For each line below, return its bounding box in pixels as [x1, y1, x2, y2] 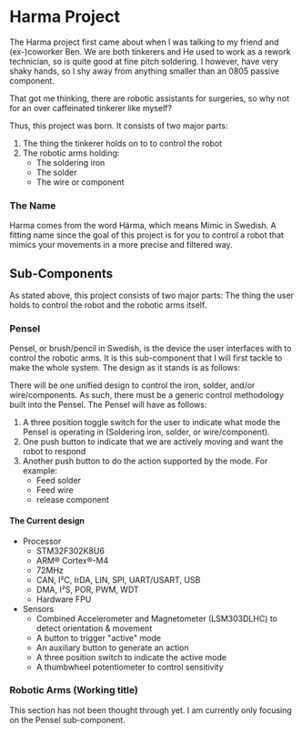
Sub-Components [9, 266, 114, 281]
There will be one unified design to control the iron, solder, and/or [9, 380, 256, 391]
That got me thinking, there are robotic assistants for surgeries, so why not [9, 93, 289, 104]
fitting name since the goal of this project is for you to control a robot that [9, 229, 285, 240]
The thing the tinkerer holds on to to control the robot [22, 138, 223, 148]
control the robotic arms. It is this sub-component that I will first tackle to [9, 352, 283, 363]
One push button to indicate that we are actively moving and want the [22, 436, 284, 447]
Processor [22, 535, 62, 546]
